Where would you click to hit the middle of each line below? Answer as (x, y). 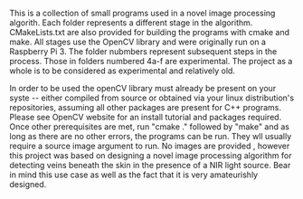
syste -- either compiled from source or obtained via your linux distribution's (152, 98)
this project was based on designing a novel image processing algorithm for (151, 156)
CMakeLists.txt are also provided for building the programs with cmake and (150, 32)
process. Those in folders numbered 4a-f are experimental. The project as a (151, 61)
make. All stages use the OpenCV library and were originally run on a (138, 42)
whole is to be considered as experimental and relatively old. (122, 71)
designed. (28, 184)
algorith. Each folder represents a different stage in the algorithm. (131, 23)
